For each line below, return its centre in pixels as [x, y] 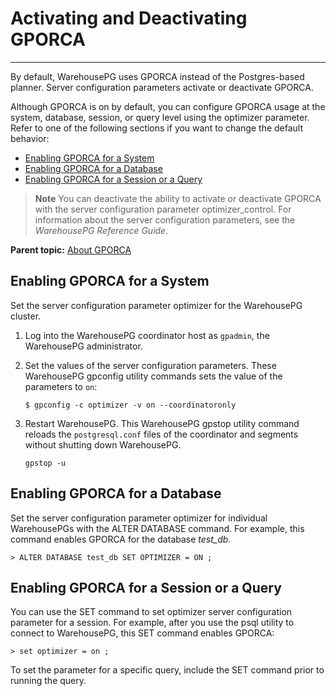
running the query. [48, 681]
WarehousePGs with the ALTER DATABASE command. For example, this [157, 528]
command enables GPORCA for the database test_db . [121, 539]
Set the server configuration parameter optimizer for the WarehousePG [156, 305]
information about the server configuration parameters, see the [165, 219]
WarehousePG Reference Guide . [101, 230]
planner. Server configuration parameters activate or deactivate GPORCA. [162, 87]
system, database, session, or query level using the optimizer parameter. [160, 117]
